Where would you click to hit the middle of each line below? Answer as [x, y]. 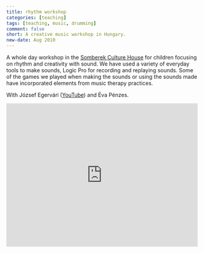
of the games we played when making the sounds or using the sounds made [102, 77]
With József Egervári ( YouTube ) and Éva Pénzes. [68, 95]
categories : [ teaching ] [36, 18]
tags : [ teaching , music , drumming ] [51, 23]
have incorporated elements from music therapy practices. [80, 83]
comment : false [25, 29]
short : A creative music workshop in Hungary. [66, 35]
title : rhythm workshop [36, 12]
